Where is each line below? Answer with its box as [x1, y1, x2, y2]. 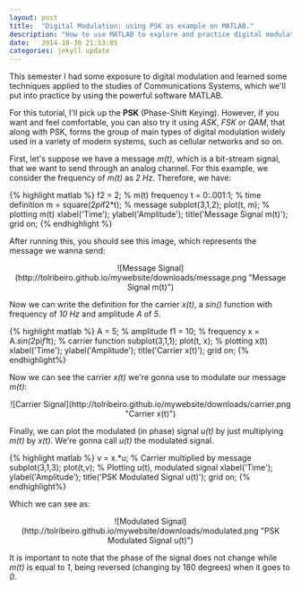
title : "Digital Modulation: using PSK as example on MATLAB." [9, 22, 254, 30]
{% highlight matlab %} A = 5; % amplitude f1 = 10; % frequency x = [9, 326, 260, 337]
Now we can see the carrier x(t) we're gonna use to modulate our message [9, 372, 287, 383]
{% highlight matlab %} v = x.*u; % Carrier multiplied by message [9, 453, 253, 463]
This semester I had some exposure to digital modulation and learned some [9, 71, 288, 82]
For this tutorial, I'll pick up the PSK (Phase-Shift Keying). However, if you [9, 108, 279, 118]
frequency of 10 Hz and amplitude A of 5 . [9, 308, 161, 319]
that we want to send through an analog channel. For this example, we [9, 163, 269, 174]
